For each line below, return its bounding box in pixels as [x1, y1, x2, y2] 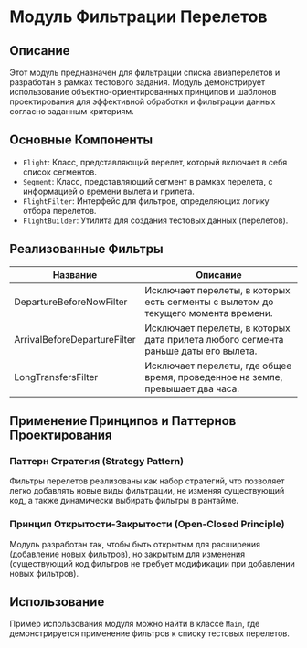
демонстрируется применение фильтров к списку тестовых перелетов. [9, 628, 290, 639]
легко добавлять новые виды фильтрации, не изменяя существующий [9, 485, 285, 496]
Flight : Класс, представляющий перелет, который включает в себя [22, 156, 288, 167]
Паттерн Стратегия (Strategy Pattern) [9, 454, 185, 467]
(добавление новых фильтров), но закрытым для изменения [9, 548, 246, 559]
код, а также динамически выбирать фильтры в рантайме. [9, 495, 239, 506]
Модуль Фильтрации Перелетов [9, 6, 268, 27]
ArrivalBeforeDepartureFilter [14, 333, 136, 345]
